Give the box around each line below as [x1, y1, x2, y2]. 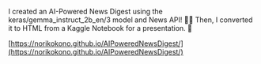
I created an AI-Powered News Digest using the [8, 7, 164, 16]
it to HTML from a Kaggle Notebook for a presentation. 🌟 [8, 24, 192, 32]
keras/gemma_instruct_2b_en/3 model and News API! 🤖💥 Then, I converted [8, 15, 253, 24]
